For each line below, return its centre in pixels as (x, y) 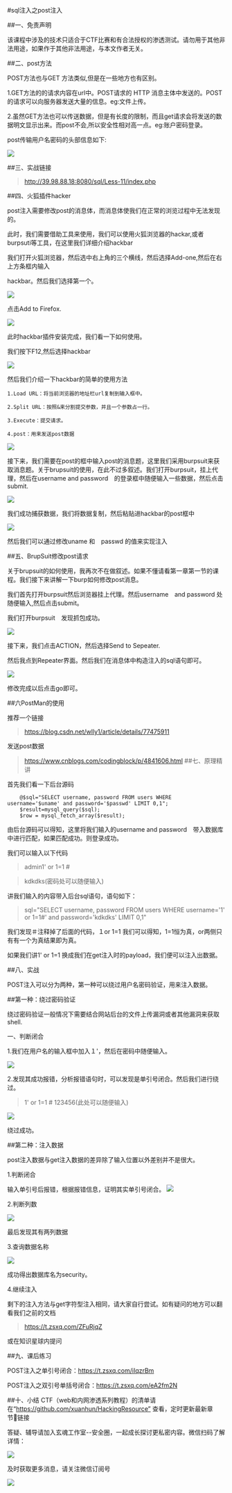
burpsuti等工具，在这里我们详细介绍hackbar (70, 243)
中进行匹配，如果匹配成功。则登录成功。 (65, 838)
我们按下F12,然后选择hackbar (49, 351)
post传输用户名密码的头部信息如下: (57, 140)
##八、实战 (23, 970)
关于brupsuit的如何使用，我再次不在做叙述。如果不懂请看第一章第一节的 (110, 571)
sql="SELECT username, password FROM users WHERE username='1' (124, 910)
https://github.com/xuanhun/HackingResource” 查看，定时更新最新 (112, 1409)
